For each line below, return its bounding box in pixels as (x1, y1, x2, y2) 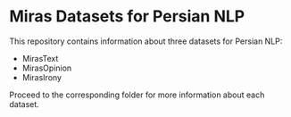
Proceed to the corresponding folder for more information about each (9, 89, 265, 100)
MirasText (21, 53, 59, 63)
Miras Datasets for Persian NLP (9, 6, 245, 27)
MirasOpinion (21, 63, 72, 73)
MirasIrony (21, 71, 62, 82)
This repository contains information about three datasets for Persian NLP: (9, 36, 283, 46)
